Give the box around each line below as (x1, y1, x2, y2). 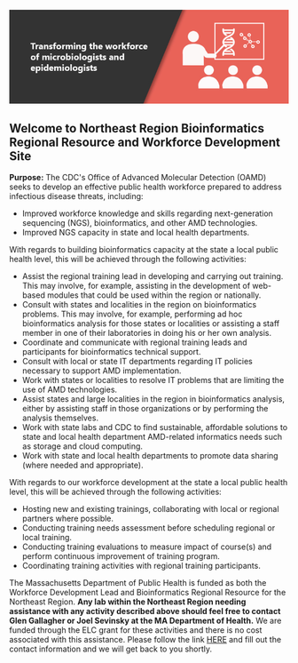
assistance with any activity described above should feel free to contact (9, 606, 281, 617)
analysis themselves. (21, 412, 99, 423)
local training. (21, 532, 73, 543)
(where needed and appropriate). (21, 459, 144, 471)
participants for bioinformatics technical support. (21, 347, 201, 357)
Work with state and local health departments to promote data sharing (21, 451, 278, 461)
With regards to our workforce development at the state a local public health (9, 477, 288, 488)
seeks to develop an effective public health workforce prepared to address (9, 181, 282, 192)
